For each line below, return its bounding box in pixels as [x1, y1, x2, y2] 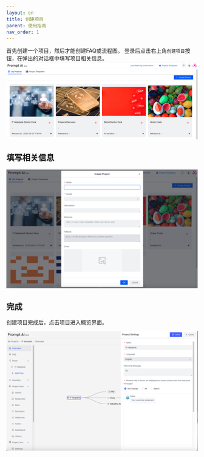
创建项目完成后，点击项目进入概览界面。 [6, 319, 107, 326]
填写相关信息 [6, 152, 55, 163]
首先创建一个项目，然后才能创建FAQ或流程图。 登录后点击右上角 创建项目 [6, 47, 185, 55]
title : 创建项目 [6, 16, 44, 22]
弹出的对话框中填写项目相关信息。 [22, 55, 107, 62]
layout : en [6, 10, 34, 16]
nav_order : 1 [6, 29, 39, 35]
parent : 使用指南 [6, 22, 47, 29]
